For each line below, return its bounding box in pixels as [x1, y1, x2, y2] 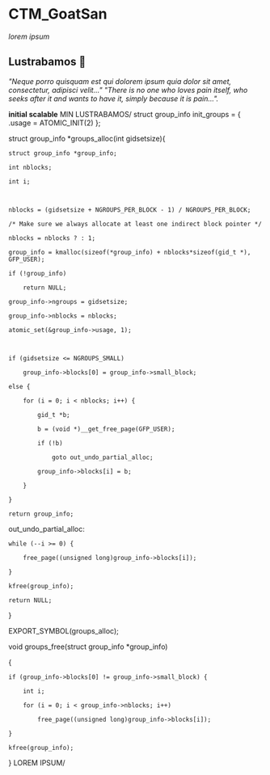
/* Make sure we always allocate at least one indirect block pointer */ [8, 220, 263, 228]
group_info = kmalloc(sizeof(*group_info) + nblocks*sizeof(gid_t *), [8, 248, 251, 256]
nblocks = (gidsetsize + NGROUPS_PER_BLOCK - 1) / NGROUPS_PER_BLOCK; [8, 205, 251, 214]
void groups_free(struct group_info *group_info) [8, 642, 168, 651]
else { [8, 382, 31, 390]
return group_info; [8, 510, 74, 518]
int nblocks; [8, 163, 53, 171]
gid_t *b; [37, 411, 70, 419]
